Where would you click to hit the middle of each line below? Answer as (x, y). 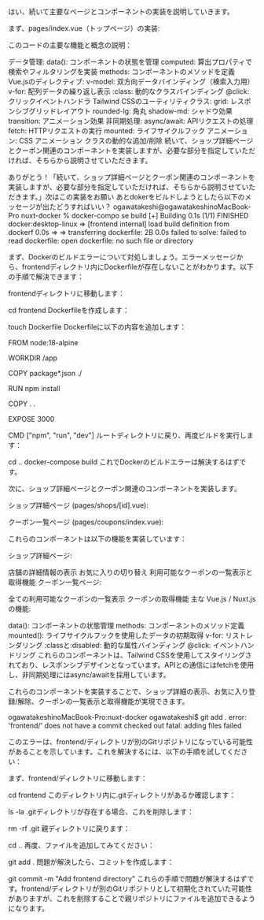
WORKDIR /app (33, 358)
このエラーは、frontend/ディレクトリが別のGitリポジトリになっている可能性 (131, 742)
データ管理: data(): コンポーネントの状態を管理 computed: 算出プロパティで (130, 62)
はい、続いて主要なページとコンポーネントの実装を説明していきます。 (121, 11)
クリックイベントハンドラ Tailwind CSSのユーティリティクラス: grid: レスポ (130, 101)
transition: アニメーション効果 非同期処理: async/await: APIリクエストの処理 (131, 121)
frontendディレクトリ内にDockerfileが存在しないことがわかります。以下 (137, 267)
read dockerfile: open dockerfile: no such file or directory (101, 240)
